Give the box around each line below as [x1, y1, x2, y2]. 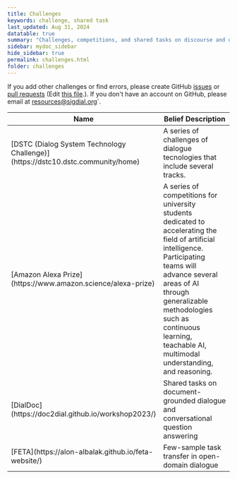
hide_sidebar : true [7, 50, 65, 57]
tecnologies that [163, 152, 217, 162]
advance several [163, 269, 218, 279]
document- [163, 387, 202, 396]
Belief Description [164, 114, 226, 123]
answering [163, 431, 198, 441]
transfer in [163, 451, 197, 461]
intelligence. [163, 243, 204, 253]
